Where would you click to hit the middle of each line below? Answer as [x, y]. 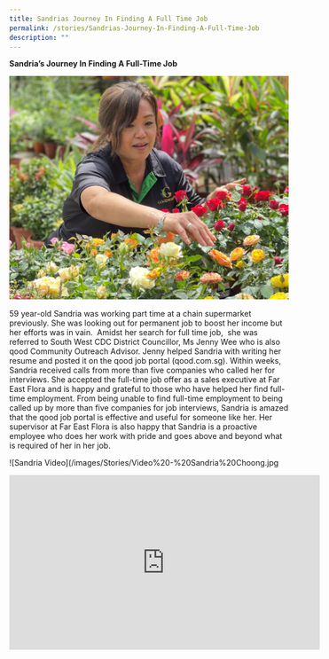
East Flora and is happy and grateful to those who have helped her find [139, 389]
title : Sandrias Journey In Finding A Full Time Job [109, 19]
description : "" [39, 37]
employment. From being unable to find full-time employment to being [155, 398]
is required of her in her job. [60, 446]
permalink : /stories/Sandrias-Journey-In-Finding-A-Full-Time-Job [134, 28]
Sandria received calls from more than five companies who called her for [142, 370]
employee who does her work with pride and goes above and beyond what [146, 436]
